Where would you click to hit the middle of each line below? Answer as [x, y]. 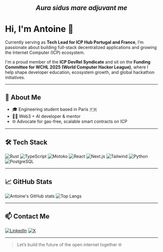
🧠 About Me [23, 97]
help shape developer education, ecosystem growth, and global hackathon [80, 72]
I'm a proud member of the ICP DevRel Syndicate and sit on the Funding [78, 62]
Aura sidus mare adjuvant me [81, 8]
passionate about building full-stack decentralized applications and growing [81, 48]
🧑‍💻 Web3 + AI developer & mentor [46, 117]
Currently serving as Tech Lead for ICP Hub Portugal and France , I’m [74, 42]
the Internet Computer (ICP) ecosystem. [45, 52]
